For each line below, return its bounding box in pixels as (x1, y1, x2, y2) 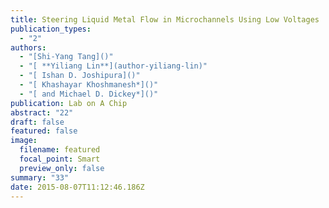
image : (10, 136, 38, 146)
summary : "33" (10, 172, 70, 183)
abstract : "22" (10, 107, 74, 118)
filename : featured (19, 145, 101, 155)
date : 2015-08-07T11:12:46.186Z (10, 182, 145, 192)
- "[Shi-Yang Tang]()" (19, 52, 114, 62)
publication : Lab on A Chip (10, 98, 128, 108)
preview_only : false (19, 163, 105, 173)
